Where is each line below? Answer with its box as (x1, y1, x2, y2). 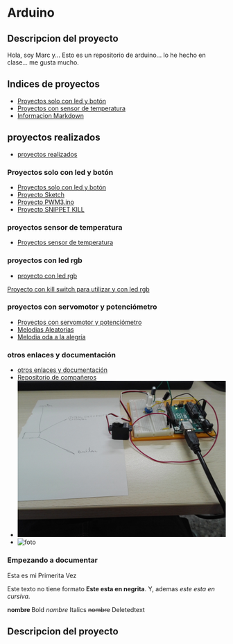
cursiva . (7, 592, 31, 600)
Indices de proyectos (7, 78, 101, 90)
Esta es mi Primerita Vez (7, 571, 77, 579)
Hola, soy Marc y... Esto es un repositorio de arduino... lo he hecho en (7, 51, 206, 59)
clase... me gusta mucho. (7, 58, 80, 67)
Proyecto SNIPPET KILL (17, 205, 85, 213)
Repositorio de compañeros (17, 373, 97, 382)
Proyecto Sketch (17, 190, 64, 198)
